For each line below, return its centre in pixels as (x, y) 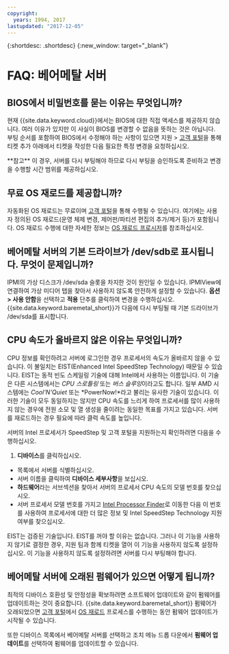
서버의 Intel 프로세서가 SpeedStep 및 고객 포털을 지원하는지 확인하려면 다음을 (110, 432)
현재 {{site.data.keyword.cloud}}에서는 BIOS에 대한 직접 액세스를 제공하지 (108, 121)
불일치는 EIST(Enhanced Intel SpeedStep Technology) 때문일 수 (122, 366)
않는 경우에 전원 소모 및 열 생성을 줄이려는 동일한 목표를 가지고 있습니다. (110, 409)
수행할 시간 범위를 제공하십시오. (56, 169)
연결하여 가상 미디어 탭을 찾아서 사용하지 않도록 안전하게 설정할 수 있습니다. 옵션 (114, 291)
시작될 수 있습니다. (32, 620)
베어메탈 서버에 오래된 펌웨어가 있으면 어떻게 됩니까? (111, 577)
